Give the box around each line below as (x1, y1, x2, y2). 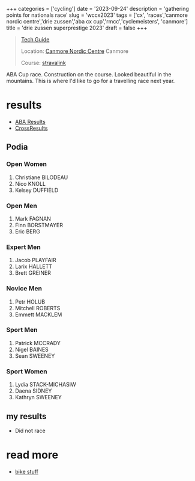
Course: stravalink (20, 60, 66, 66)
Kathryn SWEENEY (14, 394, 62, 401)
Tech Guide (20, 36, 50, 43)
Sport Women (6, 367, 47, 375)
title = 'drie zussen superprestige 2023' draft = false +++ (6, 24, 148, 31)
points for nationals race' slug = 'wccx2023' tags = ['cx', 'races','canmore (6, 11, 188, 19)
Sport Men (6, 326, 38, 334)
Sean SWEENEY (14, 352, 55, 360)
